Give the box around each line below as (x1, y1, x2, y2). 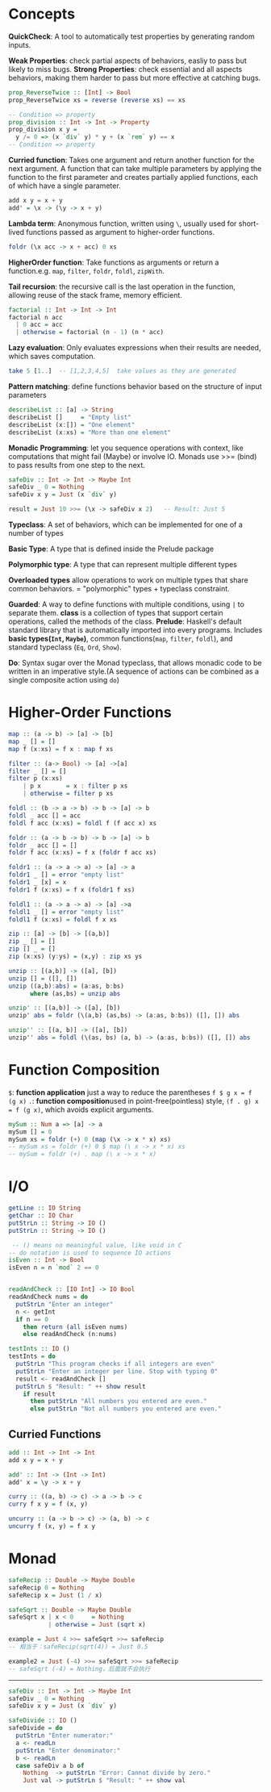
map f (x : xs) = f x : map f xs (8, 745, 114, 753)
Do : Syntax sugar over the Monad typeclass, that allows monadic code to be (8, 658, 262, 668)
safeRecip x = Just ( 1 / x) (8, 1591, 103, 1599)
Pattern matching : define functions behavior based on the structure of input (8, 382, 262, 391)
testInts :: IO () (8, 1345, 70, 1353)
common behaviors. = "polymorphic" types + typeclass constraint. (8, 584, 230, 594)
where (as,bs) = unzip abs (29, 989, 121, 997)
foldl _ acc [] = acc (8, 812, 81, 820)
